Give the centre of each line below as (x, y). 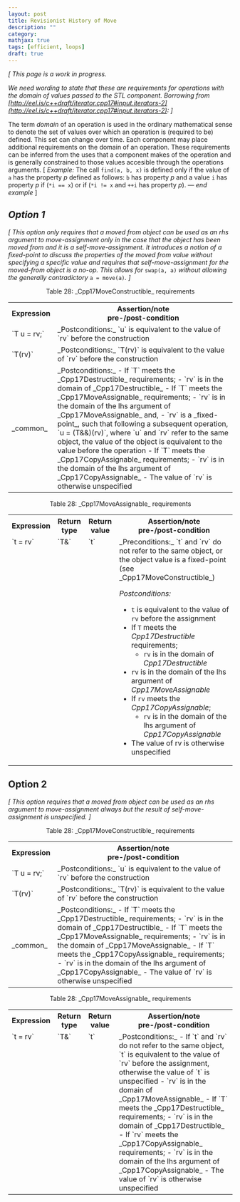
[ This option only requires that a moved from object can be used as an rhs (118, 232)
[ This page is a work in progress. (57, 74)
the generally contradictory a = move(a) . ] (69, 277)
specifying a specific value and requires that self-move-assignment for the (118, 262)
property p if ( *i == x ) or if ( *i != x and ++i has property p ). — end (108, 185)
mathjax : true (29, 41)
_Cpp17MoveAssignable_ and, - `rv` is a (125, 415)
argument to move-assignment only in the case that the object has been (115, 239)
